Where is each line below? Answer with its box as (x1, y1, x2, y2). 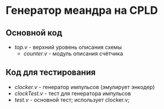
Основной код (5, 28, 63, 38)
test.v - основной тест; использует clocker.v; (14, 96, 130, 103)
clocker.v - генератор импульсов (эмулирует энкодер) (14, 83, 155, 90)
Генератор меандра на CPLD (5, 4, 158, 17)
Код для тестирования (5, 67, 96, 78)
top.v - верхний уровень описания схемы (14, 43, 122, 51)
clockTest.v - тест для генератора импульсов (14, 90, 131, 97)
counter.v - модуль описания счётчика (23, 50, 123, 57)
